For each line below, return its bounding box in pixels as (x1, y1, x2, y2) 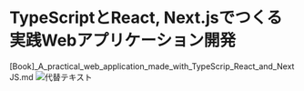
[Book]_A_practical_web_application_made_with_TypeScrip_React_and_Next (9, 60, 295, 72)
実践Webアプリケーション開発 (9, 30, 237, 51)
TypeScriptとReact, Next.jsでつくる (9, 7, 283, 28)
